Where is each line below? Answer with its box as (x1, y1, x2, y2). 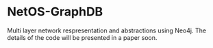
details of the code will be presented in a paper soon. (7, 33, 158, 41)
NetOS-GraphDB (7, 4, 103, 20)
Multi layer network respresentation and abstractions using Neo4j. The (7, 26, 207, 34)
